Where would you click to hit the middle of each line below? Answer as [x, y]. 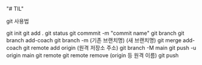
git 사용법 [18, 21]
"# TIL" [15, 9]
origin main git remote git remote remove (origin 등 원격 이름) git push [92, 55]
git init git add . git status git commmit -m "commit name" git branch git [95, 33]
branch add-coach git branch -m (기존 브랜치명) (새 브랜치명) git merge [94, 40]
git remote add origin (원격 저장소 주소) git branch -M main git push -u [110, 48]
